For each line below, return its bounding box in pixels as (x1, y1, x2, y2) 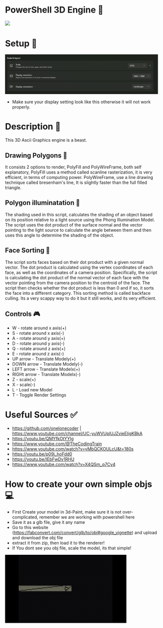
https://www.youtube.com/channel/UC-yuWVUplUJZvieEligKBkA (12, 431, 143, 436)
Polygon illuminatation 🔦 (5, 199, 81, 207)
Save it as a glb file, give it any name (12, 519, 85, 525)
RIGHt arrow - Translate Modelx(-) (12, 371, 81, 377)
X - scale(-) (12, 382, 35, 387)
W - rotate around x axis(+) (12, 325, 67, 331)
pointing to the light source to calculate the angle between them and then (5, 227, 152, 233)
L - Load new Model (12, 387, 52, 393)
